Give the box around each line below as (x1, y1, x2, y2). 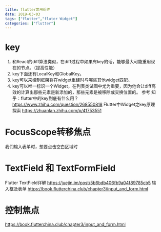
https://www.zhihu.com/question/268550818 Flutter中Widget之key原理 (12, 101, 155, 108)
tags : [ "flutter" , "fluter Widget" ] (5, 16, 78, 21)
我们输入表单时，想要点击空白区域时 (5, 144, 78, 150)
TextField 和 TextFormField (5, 162, 116, 174)
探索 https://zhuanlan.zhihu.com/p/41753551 (12, 108, 102, 114)
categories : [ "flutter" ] (5, 21, 56, 26)
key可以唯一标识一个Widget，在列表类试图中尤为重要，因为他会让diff (12, 83, 152, 89)
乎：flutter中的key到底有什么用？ (12, 95, 79, 101)
